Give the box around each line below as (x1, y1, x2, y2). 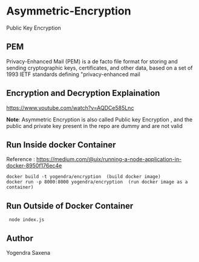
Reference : (6, 156, 35, 163)
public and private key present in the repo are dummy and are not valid (6, 122, 183, 129)
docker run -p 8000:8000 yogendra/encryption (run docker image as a (6, 179, 188, 185)
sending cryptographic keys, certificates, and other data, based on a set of (6, 64, 193, 71)
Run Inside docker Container (6, 139, 116, 150)
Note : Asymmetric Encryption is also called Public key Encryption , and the (6, 116, 193, 123)
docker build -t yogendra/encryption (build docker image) (6, 174, 161, 180)
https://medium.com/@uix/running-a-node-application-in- (36, 156, 182, 163)
